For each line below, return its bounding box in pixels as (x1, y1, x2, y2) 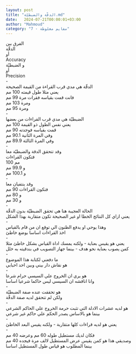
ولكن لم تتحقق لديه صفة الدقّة (6, 294, 62, 301)
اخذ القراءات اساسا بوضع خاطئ (6, 229, 66, 235)
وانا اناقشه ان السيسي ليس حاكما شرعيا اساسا (6, 278, 94, 284)
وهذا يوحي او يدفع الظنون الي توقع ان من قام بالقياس (6, 224, 106, 230)
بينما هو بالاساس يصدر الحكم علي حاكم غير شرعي (6, 311, 100, 317)
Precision (6, 73, 25, 79)
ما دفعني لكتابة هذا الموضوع (6, 256, 58, 262)
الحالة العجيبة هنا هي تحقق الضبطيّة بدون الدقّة (6, 208, 93, 214)
